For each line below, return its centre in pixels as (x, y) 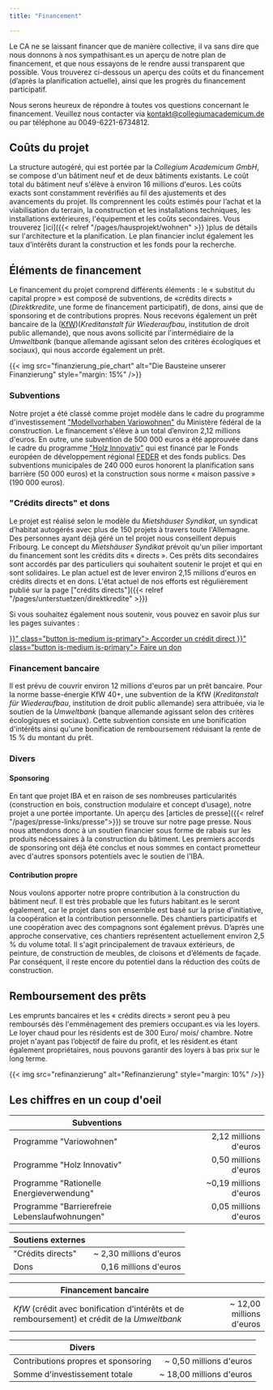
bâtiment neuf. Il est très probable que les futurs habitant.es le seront (124, 902)
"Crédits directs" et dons (60, 503)
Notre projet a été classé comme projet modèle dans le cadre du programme (137, 413)
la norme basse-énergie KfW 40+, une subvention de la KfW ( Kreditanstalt (134, 695)
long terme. (28, 1059)
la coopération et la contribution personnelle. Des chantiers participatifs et (133, 919)
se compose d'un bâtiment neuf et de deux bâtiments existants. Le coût (129, 176)
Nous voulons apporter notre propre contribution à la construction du (125, 893)
